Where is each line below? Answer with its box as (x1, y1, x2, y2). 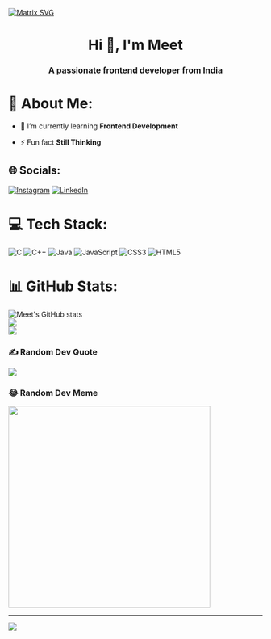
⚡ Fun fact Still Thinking (19, 137, 102, 147)
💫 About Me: (8, 95, 94, 113)
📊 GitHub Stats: (8, 277, 119, 295)
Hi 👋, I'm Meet (88, 36, 183, 54)
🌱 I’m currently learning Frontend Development (19, 121, 179, 131)
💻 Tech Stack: (8, 215, 108, 233)
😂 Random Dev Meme (8, 387, 98, 398)
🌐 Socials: (8, 164, 61, 178)
